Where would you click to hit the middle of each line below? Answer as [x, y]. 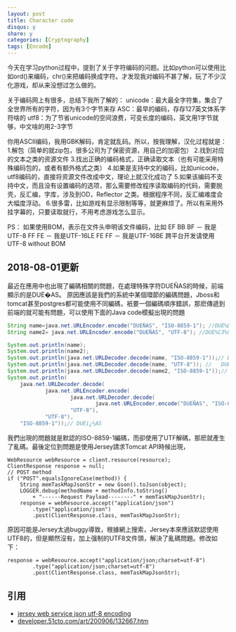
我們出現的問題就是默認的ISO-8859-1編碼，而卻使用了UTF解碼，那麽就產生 [117, 438]
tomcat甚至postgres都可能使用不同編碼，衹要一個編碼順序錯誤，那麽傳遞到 [116, 303]
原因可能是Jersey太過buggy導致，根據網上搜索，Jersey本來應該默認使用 [113, 529]
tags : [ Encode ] [29, 47]
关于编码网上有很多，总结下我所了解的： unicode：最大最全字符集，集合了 [115, 100]
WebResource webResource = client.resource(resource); [89, 460]
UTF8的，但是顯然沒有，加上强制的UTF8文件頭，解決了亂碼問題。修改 [110, 538]
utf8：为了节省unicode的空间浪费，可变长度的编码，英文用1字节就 [123, 118]
